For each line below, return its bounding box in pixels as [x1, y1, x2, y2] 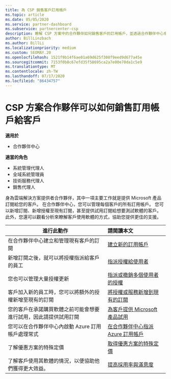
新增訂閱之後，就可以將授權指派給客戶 [8, 254, 100, 261]
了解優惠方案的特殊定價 [8, 344, 65, 351]
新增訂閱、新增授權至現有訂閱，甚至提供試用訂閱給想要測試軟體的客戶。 [9, 207, 161, 214]
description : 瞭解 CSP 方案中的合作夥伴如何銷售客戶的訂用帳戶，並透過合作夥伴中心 [5, 31, 164, 36]
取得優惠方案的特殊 [107, 340, 154, 347]
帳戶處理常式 [8, 330, 39, 337]
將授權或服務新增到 [107, 288, 154, 296]
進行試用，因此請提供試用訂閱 [8, 313, 80, 320]
